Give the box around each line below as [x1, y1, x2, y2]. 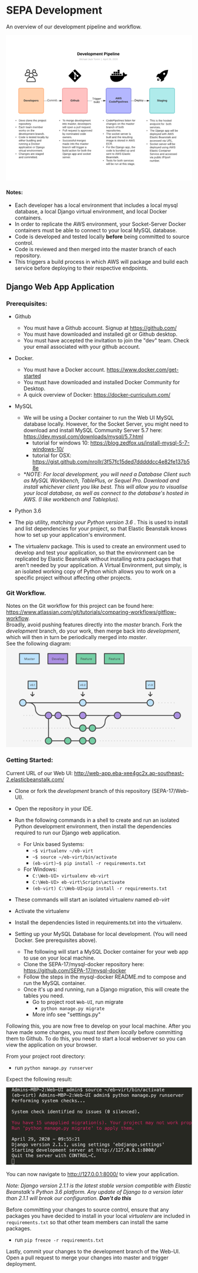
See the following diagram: [6, 640, 71, 647]
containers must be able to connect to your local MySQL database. [14, 227, 177, 234]
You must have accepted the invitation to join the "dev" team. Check [23, 337, 190, 344]
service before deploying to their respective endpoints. [14, 264, 148, 272]
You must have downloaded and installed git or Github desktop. [23, 331, 178, 338]
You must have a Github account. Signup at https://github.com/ [23, 325, 177, 332]
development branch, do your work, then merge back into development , [6, 627, 181, 634]
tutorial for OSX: [32, 452, 72, 459]
